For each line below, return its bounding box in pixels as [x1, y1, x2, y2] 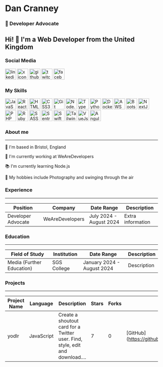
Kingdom [5, 43, 33, 51]
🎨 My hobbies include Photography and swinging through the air [5, 175, 134, 180]
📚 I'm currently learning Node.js [5, 163, 70, 169]
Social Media [5, 57, 36, 64]
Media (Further [7, 259, 42, 266]
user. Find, [58, 335, 82, 342]
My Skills [5, 87, 27, 94]
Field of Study [11, 251, 45, 257]
